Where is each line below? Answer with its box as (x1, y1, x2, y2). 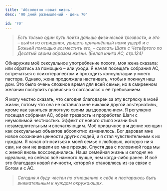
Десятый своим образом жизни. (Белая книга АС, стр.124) (17, 50, 143, 56)
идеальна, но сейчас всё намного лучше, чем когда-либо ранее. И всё (5, 155, 157, 161)
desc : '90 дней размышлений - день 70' (5, 12, 88, 17)
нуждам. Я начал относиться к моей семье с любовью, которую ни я (5, 139, 154, 145)
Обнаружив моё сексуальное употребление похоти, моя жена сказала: (5, 60, 158, 66)
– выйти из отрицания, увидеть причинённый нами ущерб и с (17, 40, 149, 46)
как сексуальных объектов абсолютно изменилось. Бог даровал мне (5, 128, 154, 134)
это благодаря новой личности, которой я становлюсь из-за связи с (5, 160, 151, 166)
